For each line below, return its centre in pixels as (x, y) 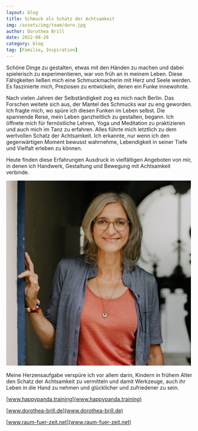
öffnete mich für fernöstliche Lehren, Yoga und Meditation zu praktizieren (95, 123)
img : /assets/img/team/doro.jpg (46, 25)
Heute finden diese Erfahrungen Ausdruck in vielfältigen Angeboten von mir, (99, 159)
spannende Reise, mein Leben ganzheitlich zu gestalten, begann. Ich (90, 117)
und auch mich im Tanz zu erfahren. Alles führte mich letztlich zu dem (91, 129)
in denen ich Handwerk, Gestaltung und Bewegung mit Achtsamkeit (88, 166)
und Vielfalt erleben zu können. (44, 148)
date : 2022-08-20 (27, 38)
